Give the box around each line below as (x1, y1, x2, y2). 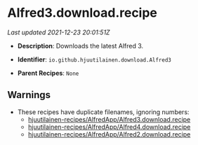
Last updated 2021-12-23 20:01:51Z (7, 28, 110, 36)
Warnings (7, 89, 51, 101)
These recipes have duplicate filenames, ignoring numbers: (17, 107, 190, 116)
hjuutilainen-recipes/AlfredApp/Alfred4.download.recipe (27, 123, 191, 131)
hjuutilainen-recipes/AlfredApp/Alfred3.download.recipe (27, 115, 191, 123)
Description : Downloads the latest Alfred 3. (17, 41, 144, 50)
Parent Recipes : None (17, 69, 79, 77)
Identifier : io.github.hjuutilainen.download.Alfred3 (17, 55, 172, 64)
